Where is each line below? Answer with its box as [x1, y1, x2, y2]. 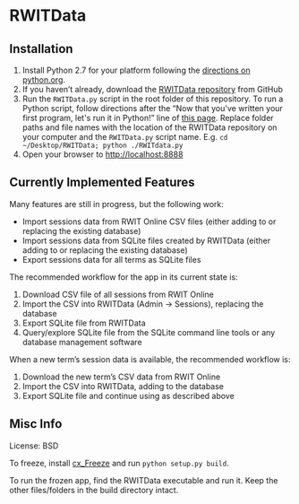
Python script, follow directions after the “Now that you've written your [21, 103, 284, 113]
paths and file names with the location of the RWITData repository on [21, 122, 278, 133]
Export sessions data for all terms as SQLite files [21, 254, 201, 265]
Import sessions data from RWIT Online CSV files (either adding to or [21, 216, 277, 227]
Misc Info [9, 416, 63, 431]
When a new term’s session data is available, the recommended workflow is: [9, 353, 291, 364]
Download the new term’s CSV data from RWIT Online [21, 371, 221, 382]
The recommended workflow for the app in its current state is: [9, 271, 239, 282]
